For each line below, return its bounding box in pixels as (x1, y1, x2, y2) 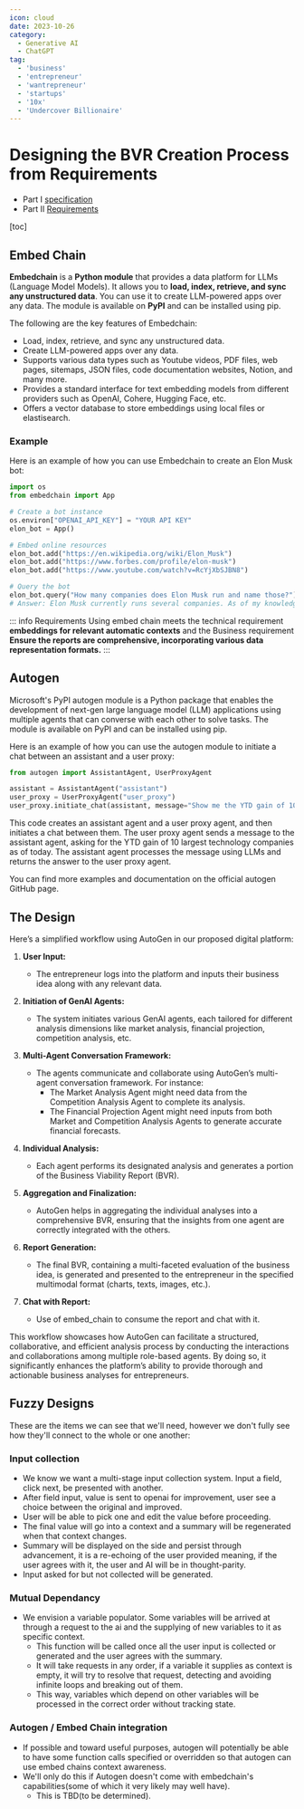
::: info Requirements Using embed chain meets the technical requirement (9, 615, 284, 626)
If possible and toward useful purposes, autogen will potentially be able (22, 1742, 290, 1753)
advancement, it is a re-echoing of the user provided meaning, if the (22, 1550, 278, 1561)
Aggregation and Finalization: (22, 1187, 138, 1198)
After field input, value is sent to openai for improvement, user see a (22, 1492, 276, 1503)
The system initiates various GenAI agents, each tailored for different (35, 1013, 293, 1024)
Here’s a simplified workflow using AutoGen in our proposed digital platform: (9, 933, 294, 944)
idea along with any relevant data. (35, 978, 163, 989)
